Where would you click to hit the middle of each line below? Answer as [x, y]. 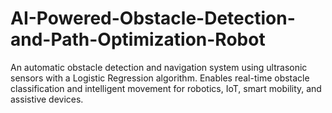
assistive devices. [47, 99]
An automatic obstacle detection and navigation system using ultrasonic [159, 67]
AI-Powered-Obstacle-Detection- [153, 18]
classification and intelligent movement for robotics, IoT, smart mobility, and [166, 88]
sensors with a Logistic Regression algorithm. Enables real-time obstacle [160, 78]
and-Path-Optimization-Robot [138, 39]
